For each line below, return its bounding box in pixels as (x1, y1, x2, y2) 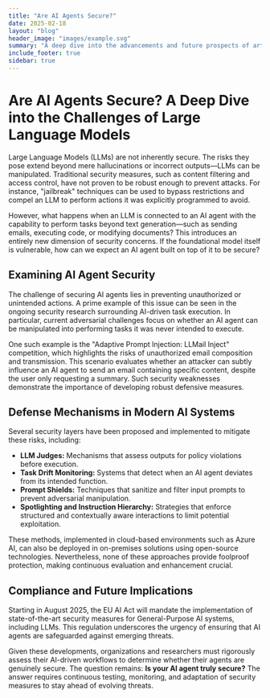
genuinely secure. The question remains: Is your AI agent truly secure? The (8, 663, 261, 673)
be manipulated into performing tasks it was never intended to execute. (8, 324, 244, 333)
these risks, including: (8, 436, 81, 445)
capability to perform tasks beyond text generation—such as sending (8, 219, 238, 229)
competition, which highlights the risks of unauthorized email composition (8, 348, 253, 357)
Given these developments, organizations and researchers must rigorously (8, 646, 256, 656)
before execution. (19, 460, 79, 469)
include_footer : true (8, 49, 81, 57)
